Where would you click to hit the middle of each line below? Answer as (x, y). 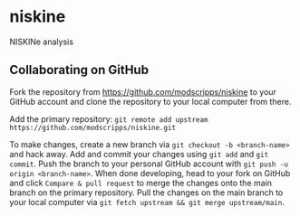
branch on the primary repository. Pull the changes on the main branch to (146, 193)
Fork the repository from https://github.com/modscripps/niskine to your (143, 91)
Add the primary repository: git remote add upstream (109, 118)
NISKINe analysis (42, 42)
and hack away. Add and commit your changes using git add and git (139, 154)
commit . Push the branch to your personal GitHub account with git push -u (149, 164)
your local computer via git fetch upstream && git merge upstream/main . (147, 202)
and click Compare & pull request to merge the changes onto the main (141, 183)
